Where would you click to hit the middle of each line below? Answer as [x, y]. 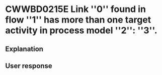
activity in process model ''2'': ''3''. [81, 30]
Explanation [24, 49]
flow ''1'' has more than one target [78, 20]
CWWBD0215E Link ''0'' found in [75, 9]
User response [29, 66]
